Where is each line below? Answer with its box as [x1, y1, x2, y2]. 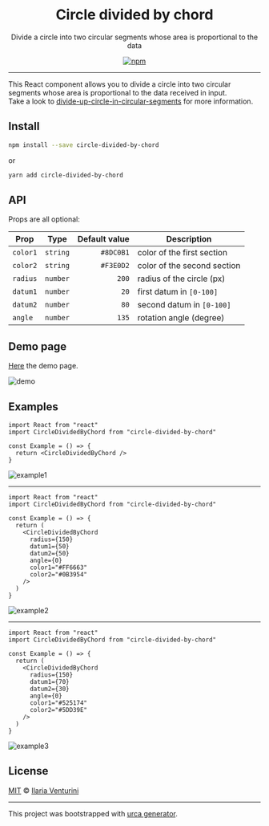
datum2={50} [29, 549, 70, 557]
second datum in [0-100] [137, 299, 231, 311]
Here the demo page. [8, 361, 78, 371]
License [8, 764, 49, 778]
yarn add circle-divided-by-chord [8, 171, 124, 179]
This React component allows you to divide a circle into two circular [8, 79, 231, 89]
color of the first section [137, 247, 228, 258]
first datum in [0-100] [137, 287, 219, 298]
